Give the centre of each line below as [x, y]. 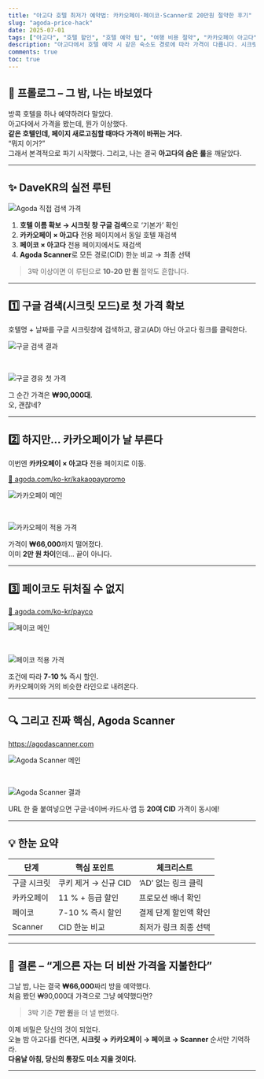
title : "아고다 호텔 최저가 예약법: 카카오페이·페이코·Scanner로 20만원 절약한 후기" [130, 15]
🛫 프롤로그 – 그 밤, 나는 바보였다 [80, 93]
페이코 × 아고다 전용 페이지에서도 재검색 [80, 244]
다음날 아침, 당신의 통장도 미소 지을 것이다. [72, 1059]
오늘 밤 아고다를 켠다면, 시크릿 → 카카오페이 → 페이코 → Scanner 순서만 [119, 1040]
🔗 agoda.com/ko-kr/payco [51, 611]
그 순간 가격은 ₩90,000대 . [50, 395]
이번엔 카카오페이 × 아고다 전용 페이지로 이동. [77, 463]
